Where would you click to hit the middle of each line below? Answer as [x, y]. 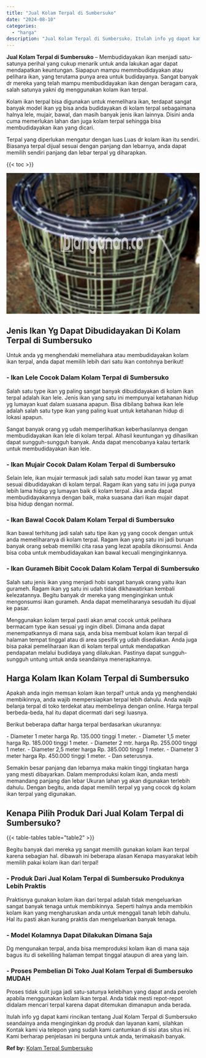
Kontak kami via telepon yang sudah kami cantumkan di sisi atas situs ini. [99, 1030]
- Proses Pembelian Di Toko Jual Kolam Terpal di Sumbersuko [100, 971]
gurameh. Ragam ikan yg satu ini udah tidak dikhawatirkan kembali [90, 589]
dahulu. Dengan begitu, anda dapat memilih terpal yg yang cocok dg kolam [101, 787]
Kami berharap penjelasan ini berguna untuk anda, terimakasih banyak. [96, 1037]
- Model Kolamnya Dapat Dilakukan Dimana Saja [79, 935]
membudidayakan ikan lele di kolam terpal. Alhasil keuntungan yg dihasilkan [102, 435]
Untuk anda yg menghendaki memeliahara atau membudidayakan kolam [97, 355]
